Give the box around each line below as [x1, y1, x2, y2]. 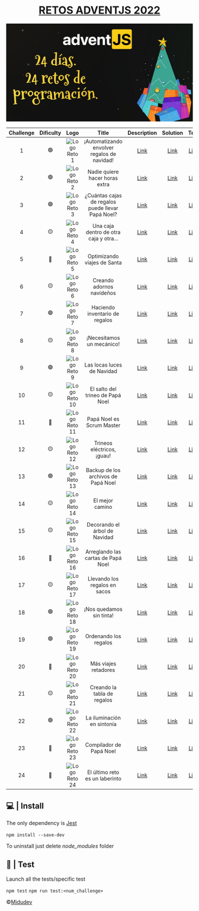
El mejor [93, 497, 114, 504]
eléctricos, [90, 446, 117, 453]
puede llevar [88, 205, 118, 212]
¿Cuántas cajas [84, 192, 123, 199]
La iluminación [85, 714, 121, 721]
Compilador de [85, 741, 121, 748]
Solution [162, 129, 184, 136]
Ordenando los [85, 633, 121, 640]
